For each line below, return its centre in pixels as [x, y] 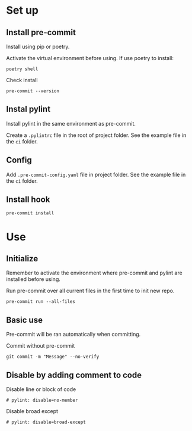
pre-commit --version [33, 91]
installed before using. [33, 279]
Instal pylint [28, 109]
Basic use [25, 320]
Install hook [28, 200]
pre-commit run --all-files [41, 302]
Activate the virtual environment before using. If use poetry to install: [90, 58]
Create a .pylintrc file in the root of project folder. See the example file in [96, 135]
